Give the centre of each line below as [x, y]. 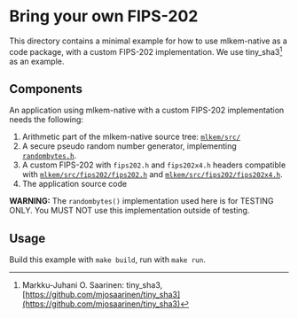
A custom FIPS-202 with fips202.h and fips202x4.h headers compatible [154, 165]
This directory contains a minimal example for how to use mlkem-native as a [149, 41]
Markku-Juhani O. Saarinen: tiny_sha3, [92, 285]
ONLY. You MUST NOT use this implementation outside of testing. [129, 211]
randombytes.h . [49, 156]
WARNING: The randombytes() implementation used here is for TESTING [141, 201]
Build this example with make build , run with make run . [107, 260]
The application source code [74, 184]
